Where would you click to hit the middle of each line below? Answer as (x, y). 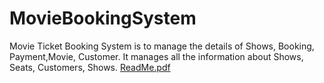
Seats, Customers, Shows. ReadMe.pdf (90, 67)
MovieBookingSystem (103, 18)
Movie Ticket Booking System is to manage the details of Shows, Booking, (162, 46)
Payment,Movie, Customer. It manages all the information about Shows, (156, 56)
